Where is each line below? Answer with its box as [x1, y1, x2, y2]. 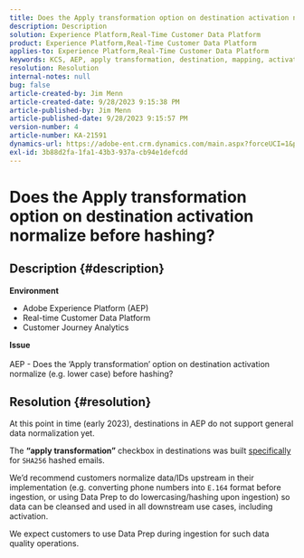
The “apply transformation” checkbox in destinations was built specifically [9, 445, 291, 457]
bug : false [9, 80, 51, 90]
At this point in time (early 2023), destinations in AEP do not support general [9, 418, 294, 430]
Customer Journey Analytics [22, 322, 129, 333]
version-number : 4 [9, 123, 79, 132]
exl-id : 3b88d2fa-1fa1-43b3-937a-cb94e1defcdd [9, 147, 188, 156]
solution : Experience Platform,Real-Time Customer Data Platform [9, 30, 261, 39]
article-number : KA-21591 [9, 131, 107, 140]
